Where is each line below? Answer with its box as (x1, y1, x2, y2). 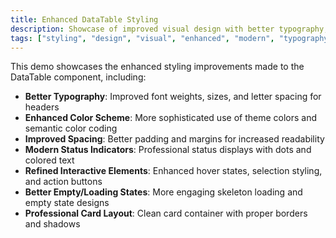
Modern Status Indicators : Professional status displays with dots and (24, 144, 312, 156)
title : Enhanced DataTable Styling (10, 14, 159, 25)
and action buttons (24, 176, 103, 188)
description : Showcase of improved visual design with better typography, (10, 24, 329, 34)
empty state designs (24, 197, 110, 209)
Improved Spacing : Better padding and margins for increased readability (24, 133, 325, 145)
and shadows (24, 218, 81, 230)
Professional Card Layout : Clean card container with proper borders (24, 207, 308, 220)
